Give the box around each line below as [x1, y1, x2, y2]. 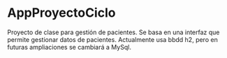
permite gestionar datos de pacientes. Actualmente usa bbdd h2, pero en [7, 35, 218, 43]
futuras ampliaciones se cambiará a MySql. [7, 43, 131, 51]
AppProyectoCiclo [7, 5, 116, 21]
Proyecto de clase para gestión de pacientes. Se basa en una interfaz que [7, 28, 220, 36]
